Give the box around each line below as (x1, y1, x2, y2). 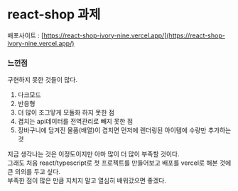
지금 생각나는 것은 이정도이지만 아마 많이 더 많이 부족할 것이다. (7, 150, 180, 158)
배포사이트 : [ (7, 31, 44, 40)
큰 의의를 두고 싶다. (7, 168, 60, 176)
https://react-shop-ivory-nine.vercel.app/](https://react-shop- (43, 31, 225, 40)
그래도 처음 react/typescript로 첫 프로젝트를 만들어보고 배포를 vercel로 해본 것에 (7, 158, 232, 167)
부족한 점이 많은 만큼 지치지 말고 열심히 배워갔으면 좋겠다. (7, 176, 167, 185)
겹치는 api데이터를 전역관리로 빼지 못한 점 (17, 117, 134, 126)
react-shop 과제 (7, 6, 101, 23)
